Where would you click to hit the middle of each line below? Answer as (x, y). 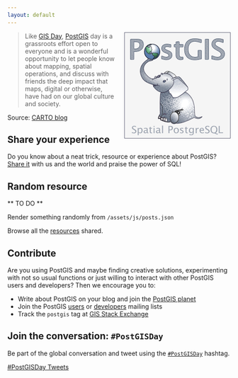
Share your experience (59, 140)
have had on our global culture (69, 96)
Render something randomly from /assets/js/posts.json (91, 217)
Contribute (32, 253)
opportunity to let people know (69, 58)
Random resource (47, 187)
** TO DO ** (25, 204)
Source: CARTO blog (38, 118)
